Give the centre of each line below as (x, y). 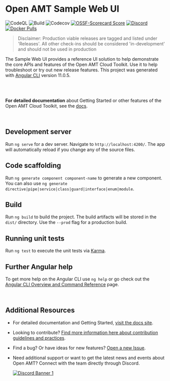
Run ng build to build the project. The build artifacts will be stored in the (81, 217)
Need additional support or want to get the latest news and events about (89, 358)
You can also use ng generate (36, 183)
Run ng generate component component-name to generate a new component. (84, 178)
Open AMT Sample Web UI (62, 9)
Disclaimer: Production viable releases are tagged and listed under (88, 38)
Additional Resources (40, 310)
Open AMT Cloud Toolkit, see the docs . (47, 106)
